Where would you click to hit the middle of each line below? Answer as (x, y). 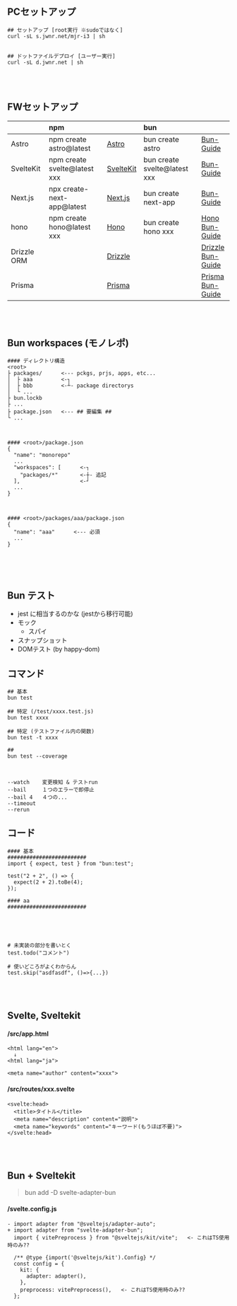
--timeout (22, 804)
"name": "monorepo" (42, 455)
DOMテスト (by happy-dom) (59, 649)
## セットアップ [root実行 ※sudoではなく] (65, 30)
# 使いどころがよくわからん (42, 966)
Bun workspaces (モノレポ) (68, 343)
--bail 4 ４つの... (37, 797)
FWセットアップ (43, 107)
